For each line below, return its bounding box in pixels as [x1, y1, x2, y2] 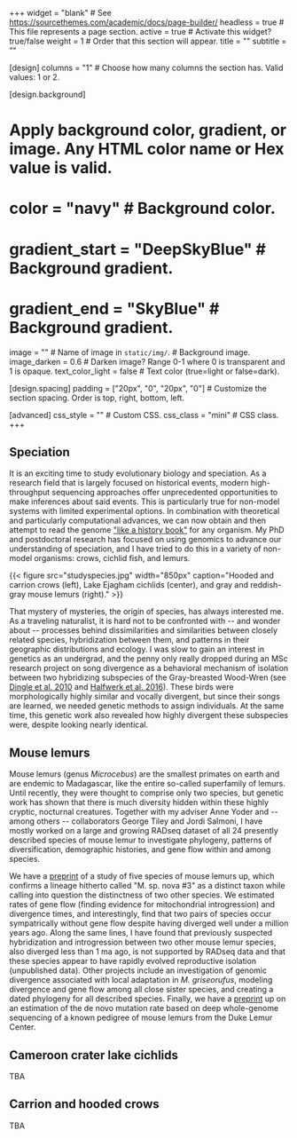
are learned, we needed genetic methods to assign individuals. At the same [9, 700, 285, 711]
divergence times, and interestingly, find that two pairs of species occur [9, 909, 272, 920]
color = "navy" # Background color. [9, 199, 277, 218]
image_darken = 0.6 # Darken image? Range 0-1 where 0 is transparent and [9, 356, 285, 367]
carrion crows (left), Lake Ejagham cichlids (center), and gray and [9, 580, 249, 590]
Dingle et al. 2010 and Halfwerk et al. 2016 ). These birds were [9, 682, 234, 692]
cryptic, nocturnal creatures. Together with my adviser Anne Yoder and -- [9, 807, 278, 818]
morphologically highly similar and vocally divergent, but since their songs [9, 691, 281, 702]
